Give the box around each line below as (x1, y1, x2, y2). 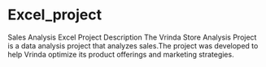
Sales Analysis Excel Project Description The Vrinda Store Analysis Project (7, 32, 257, 42)
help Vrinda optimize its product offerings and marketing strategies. (7, 49, 234, 59)
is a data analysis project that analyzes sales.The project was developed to (7, 40, 259, 50)
